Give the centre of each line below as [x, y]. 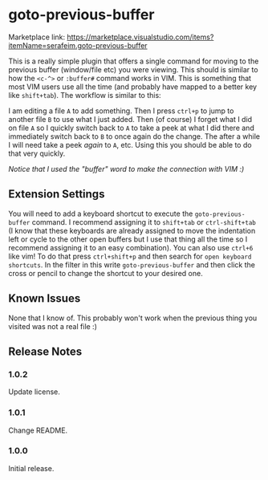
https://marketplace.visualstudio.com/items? [140, 37]
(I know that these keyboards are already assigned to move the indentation [132, 230]
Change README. [38, 430]
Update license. [34, 392]
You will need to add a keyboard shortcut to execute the [101, 214]
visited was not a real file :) [53, 326]
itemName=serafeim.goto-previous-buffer [78, 45]
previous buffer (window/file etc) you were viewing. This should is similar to [133, 69]
